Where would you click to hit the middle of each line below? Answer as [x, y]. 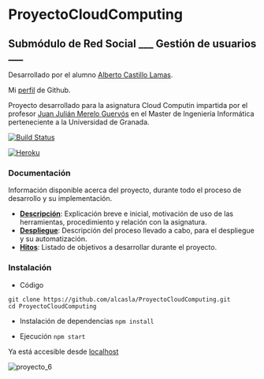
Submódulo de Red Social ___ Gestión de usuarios [132, 44]
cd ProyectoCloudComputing [52, 306]
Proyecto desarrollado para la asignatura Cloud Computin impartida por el [128, 105]
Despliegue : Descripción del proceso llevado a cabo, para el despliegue [137, 231]
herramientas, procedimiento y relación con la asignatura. [113, 222]
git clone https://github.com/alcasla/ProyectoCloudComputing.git [119, 299]
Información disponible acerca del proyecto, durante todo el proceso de [125, 190]
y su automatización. [53, 239]
